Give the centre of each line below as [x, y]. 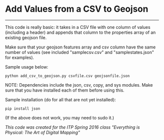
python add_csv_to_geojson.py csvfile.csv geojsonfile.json [68, 76]
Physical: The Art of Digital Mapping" [43, 132]
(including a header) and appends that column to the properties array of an [81, 32]
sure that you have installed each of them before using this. [65, 90]
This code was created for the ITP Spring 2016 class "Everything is [72, 127]
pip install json [23, 109]
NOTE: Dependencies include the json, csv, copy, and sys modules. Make [79, 85]
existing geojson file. [26, 37]
